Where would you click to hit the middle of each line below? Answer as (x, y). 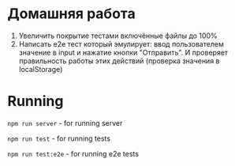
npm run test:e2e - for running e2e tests (73, 153)
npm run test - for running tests (59, 138)
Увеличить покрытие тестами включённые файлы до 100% (118, 36)
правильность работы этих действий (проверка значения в (119, 61)
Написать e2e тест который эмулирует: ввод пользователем (121, 43)
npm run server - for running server (65, 123)
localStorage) (41, 69)
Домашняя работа (71, 14)
